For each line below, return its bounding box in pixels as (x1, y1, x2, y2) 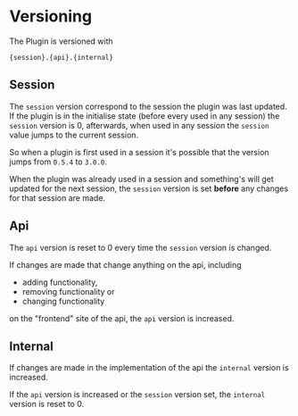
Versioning (9, 6, 92, 27)
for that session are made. (9, 192, 105, 203)
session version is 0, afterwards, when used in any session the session (9, 120, 269, 130)
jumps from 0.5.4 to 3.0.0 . (9, 156, 108, 167)
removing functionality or (21, 286, 115, 296)
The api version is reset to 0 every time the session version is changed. (9, 242, 272, 253)
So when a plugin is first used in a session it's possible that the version (9, 146, 269, 157)
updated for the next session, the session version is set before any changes (9, 183, 288, 194)
